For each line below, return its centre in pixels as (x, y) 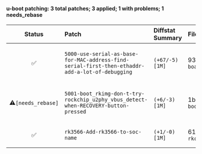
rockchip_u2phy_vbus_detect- (106, 100)
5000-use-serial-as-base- (101, 54)
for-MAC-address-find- (96, 60)
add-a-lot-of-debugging (98, 72)
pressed (75, 112)
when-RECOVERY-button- (96, 106)
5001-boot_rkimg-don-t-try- (104, 94)
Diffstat (164, 31)
